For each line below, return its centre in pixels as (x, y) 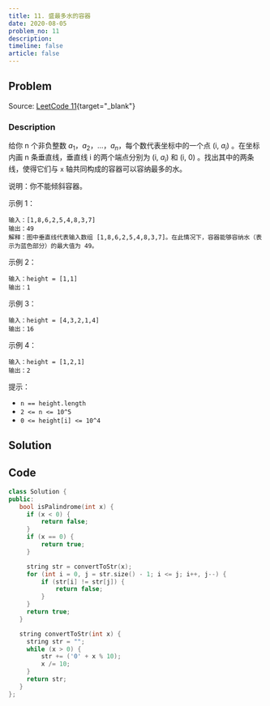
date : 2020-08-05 (38, 24)
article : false (34, 53)
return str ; (47, 679)
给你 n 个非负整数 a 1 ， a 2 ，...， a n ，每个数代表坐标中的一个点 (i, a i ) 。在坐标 (134, 147)
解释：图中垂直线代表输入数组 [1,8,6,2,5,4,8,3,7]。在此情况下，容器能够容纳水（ (133, 237)
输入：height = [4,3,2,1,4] (54, 320)
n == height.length (53, 403)
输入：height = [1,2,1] (47, 362)
